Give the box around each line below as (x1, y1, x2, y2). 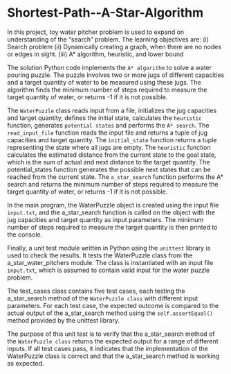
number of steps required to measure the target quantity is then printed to (7, 223, 218, 231)
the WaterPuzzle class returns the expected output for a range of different (7, 337, 219, 345)
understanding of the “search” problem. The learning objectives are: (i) (7, 35, 210, 43)
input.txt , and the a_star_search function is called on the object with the (7, 208, 216, 216)
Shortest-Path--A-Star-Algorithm (7, 5, 204, 21)
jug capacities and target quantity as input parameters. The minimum (7, 215, 204, 223)
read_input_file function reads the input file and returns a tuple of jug (7, 128, 208, 137)
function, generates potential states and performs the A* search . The (7, 121, 210, 129)
